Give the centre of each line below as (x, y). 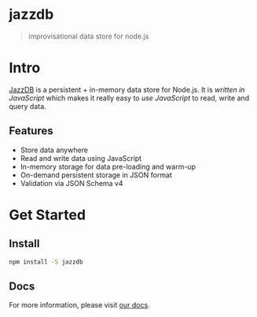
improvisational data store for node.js (88, 36)
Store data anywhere (54, 150)
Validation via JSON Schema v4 (72, 183)
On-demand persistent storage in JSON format (96, 175)
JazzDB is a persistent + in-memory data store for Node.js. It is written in (127, 89)
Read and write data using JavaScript (81, 158)
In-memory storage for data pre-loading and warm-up (108, 166)
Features (31, 131)
